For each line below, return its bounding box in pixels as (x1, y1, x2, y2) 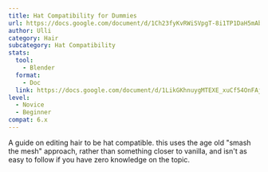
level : (8, 94, 30, 102)
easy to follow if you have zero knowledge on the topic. (8, 154, 190, 164)
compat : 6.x (8, 116, 48, 124)
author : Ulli (8, 26, 52, 34)
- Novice (15, 101, 45, 109)
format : (15, 71, 41, 79)
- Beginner (15, 109, 52, 117)
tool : (15, 57, 34, 65)
